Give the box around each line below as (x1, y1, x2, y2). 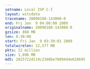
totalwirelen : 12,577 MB (5, 43, 55, 48)
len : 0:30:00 (5, 34, 31, 39)
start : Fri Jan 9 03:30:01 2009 (5, 39, 73, 44)
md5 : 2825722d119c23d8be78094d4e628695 (5, 57, 86, 62)
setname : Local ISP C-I (5, 7, 53, 12)
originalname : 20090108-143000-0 (5, 25, 73, 30)
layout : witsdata (5, 12, 40, 17)
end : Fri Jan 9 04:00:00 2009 (5, 20, 68, 26)
